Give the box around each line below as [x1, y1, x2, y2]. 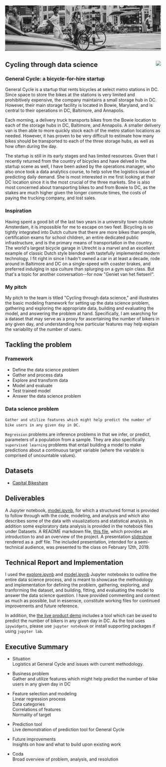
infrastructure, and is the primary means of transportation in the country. [5, 239, 153, 245]
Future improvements [12, 736, 56, 742]
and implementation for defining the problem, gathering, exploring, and [5, 582, 150, 588]
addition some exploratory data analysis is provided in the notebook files [5, 523, 153, 529]
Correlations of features [12, 707, 61, 713]
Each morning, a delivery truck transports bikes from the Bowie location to [5, 117, 157, 123]
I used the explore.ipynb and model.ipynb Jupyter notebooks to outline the [5, 572, 157, 578]
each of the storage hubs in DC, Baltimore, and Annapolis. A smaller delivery [5, 122, 161, 129]
